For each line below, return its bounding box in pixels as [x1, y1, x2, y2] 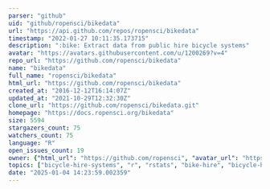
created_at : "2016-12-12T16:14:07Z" [8, 86, 131, 95]
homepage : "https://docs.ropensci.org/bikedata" [8, 109, 174, 117]
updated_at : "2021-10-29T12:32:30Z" [8, 94, 131, 102]
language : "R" [8, 138, 56, 147]
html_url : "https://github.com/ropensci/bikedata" [8, 79, 182, 87]
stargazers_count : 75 [8, 124, 81, 132]
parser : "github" [8, 11, 67, 20]
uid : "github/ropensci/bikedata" [8, 19, 121, 27]
